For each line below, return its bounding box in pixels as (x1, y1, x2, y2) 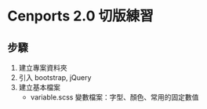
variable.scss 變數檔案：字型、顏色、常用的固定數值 (30, 93, 199, 102)
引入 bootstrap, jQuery (18, 73, 92, 82)
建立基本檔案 (18, 83, 60, 92)
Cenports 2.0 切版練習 (7, 7, 154, 25)
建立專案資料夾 (18, 64, 67, 72)
